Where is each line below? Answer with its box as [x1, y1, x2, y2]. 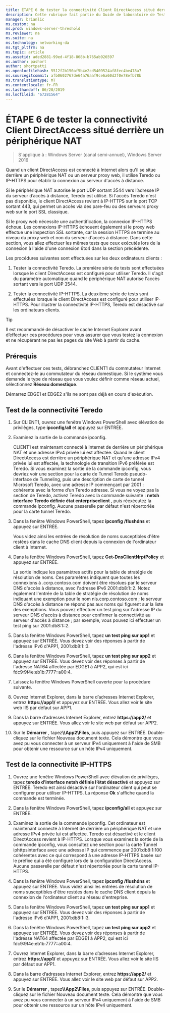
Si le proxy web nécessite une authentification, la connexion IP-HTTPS [6, 219, 152, 225]
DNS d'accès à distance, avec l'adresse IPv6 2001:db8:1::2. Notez [13, 585, 150, 591]
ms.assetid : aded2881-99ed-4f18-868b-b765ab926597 [6, 54, 115, 60]
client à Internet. [13, 544, 47, 550]
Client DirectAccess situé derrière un [6, 124, 164, 136]
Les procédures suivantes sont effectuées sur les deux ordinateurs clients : [6, 255, 162, 261]
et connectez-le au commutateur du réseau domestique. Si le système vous [6, 370, 163, 377]
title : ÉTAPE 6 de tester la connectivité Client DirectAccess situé [6, 7, 155, 13]
